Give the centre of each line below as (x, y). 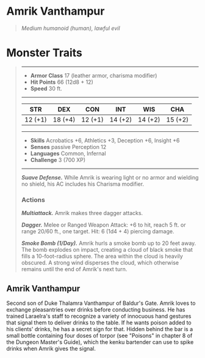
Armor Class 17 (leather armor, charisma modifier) (94, 75)
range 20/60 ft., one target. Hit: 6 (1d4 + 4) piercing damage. (98, 232)
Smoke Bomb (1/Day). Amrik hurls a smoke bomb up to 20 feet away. (109, 243)
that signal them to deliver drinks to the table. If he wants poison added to (99, 323)
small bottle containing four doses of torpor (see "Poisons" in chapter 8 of (99, 335)
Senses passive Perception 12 (68, 147)
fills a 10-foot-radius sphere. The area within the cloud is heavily (102, 256)
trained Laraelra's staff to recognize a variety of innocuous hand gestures (99, 316)
